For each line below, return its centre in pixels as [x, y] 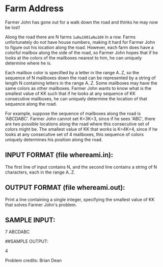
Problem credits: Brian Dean [34, 261]
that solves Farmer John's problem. [41, 205]
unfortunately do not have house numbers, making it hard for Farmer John [80, 42]
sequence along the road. [31, 104]
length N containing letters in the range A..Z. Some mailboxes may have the [81, 83]
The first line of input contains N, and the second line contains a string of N [81, 167]
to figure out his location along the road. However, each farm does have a [79, 47]
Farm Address [34, 9]
